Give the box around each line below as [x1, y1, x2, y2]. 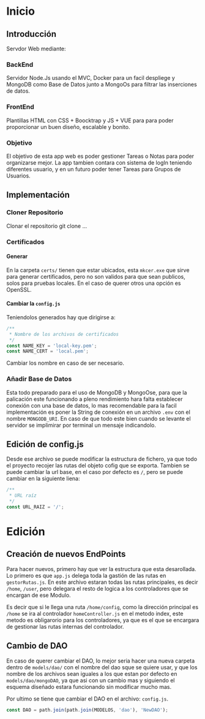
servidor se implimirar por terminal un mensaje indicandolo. [6, 421, 156, 429]
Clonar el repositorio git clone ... [6, 222, 88, 230]
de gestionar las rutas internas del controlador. [6, 623, 124, 630]
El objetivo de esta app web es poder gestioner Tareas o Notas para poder [6, 152, 195, 160]
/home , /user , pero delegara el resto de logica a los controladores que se [6, 585, 188, 592]
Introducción [6, 29, 57, 39]
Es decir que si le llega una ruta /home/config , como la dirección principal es [6, 603, 199, 610]
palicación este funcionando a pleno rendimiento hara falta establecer [6, 395, 183, 403]
